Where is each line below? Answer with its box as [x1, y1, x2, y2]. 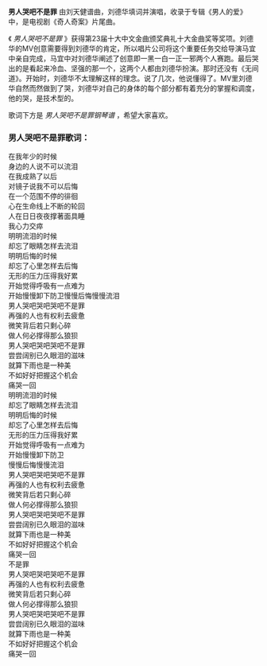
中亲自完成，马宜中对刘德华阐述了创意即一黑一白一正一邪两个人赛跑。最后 [8, 54, 252, 63]
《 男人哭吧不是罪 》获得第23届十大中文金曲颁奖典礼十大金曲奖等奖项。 [8, 34, 240, 43]
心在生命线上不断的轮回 [8, 201, 85, 211]
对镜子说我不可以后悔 [8, 181, 78, 191]
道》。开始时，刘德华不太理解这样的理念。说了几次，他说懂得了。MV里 [8, 74, 239, 83]
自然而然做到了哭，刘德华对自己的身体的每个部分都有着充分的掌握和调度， [14, 84, 259, 93]
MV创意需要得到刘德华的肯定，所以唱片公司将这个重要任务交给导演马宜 [21, 44, 257, 53]
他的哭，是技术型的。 [8, 94, 78, 103]
